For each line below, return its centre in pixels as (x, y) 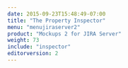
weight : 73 (23, 40)
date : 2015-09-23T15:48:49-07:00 (57, 14)
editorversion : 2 (33, 54)
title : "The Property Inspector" (57, 21)
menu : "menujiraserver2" (44, 27)
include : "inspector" (39, 47)
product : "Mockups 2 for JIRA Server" (64, 34)
